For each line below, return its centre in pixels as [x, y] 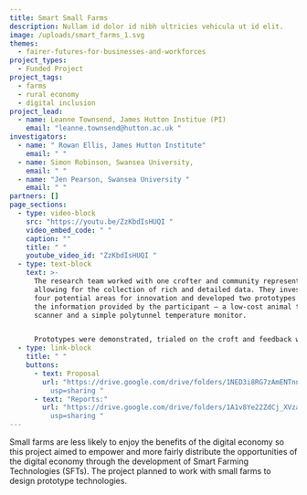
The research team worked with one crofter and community [146, 281]
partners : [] [34, 196]
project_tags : [37, 78]
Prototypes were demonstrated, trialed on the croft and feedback [163, 340]
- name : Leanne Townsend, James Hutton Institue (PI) [122, 120]
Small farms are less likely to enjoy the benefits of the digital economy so [147, 442]
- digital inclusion [57, 103]
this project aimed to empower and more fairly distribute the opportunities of [153, 452]
